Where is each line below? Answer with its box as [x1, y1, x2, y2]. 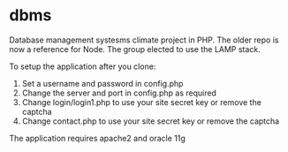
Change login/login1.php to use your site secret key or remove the [21, 96, 262, 107]
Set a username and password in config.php [21, 78, 184, 88]
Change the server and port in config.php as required [21, 87, 216, 98]
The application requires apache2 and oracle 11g [9, 133, 186, 143]
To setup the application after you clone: [9, 61, 156, 72]
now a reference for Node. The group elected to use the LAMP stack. [9, 43, 261, 54]
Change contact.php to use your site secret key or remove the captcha [21, 116, 280, 126]
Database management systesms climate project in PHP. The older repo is [9, 34, 279, 45]
